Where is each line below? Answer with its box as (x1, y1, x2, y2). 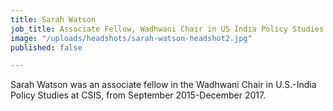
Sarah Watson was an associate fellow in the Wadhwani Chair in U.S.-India (10, 79, 317, 91)
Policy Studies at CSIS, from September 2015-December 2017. (10, 89, 267, 101)
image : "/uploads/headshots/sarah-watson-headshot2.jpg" (10, 33, 253, 43)
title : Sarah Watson (10, 14, 97, 25)
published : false (10, 42, 83, 53)
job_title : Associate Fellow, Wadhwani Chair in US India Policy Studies (10, 24, 325, 34)
